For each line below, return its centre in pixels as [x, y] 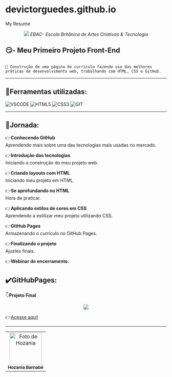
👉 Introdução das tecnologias [38, 156]
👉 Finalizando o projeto [31, 244]
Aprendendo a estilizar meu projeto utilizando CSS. [59, 216]
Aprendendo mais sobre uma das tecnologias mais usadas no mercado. [81, 145]
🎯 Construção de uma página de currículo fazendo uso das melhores [79, 67]
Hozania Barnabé [26, 367]
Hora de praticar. [23, 198]
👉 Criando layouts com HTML [38, 173]
